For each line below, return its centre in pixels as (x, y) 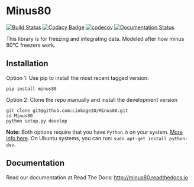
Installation (27, 64)
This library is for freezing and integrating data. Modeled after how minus (95, 38)
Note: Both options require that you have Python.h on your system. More (95, 132)
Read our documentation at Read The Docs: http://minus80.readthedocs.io (97, 177)
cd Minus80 (20, 116)
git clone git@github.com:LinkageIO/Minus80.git (67, 111)
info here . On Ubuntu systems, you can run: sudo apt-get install (86, 138)
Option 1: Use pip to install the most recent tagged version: (77, 78)
